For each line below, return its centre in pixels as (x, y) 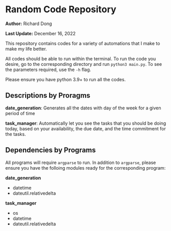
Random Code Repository (61, 9)
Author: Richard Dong (29, 24)
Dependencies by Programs (51, 150)
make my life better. (26, 49)
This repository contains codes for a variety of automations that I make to (83, 43)
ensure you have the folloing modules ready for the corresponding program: (85, 168)
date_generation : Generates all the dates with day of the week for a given (83, 108)
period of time (20, 113)
